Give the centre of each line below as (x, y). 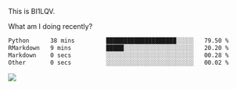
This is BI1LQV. (32, 11)
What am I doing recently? (50, 26)
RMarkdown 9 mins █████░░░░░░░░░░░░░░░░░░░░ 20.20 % (118, 48)
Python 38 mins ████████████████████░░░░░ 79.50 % (118, 41)
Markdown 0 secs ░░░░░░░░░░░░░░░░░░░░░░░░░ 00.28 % (118, 55)
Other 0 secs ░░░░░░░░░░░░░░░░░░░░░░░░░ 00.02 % (118, 62)
